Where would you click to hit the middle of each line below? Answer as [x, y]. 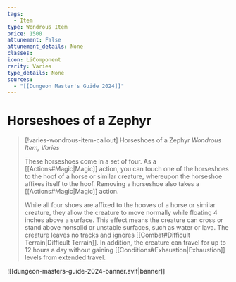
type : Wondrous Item [38, 27]
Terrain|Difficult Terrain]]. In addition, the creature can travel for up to [125, 243]
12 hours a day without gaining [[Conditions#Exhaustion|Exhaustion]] [125, 250]
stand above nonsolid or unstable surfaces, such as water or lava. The [126, 228]
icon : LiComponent [34, 60]
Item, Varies [42, 148]
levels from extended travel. [65, 257]
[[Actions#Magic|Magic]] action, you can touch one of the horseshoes [126, 169]
